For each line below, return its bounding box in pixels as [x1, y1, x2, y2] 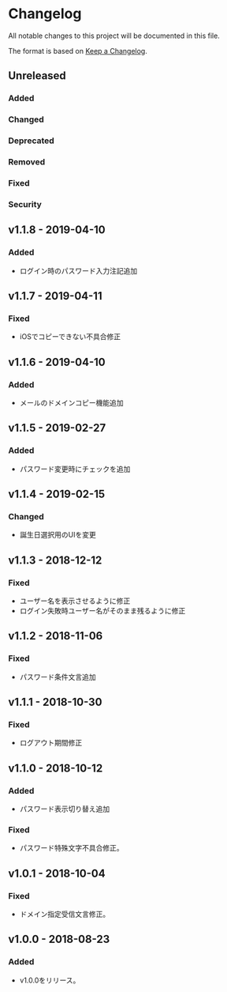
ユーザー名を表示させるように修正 [19, 596, 131, 605]
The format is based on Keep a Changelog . [8, 46, 147, 55]
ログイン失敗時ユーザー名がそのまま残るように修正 [19, 605, 186, 615]
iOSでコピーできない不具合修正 [19, 332, 121, 341]
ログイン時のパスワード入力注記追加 [19, 266, 138, 275]
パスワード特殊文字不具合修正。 [19, 843, 124, 853]
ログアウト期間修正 [19, 738, 83, 748]
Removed [8, 157, 46, 168]
